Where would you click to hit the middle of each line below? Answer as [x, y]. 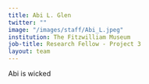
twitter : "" [27, 23]
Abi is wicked [30, 73]
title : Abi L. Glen [40, 15]
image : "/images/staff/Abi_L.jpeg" [66, 30]
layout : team [29, 51]
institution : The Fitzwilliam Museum [69, 37]
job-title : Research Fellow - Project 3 [75, 44]
